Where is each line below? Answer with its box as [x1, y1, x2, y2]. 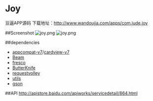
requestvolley [12, 70, 40, 76]
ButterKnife [12, 65, 36, 71]
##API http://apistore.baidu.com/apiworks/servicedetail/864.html [5, 90, 138, 96]
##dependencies [5, 39, 40, 45]
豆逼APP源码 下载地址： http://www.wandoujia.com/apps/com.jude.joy [5, 20, 148, 26]
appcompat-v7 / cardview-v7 [12, 49, 70, 55]
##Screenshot [5, 30, 34, 36]
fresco [12, 59, 26, 65]
